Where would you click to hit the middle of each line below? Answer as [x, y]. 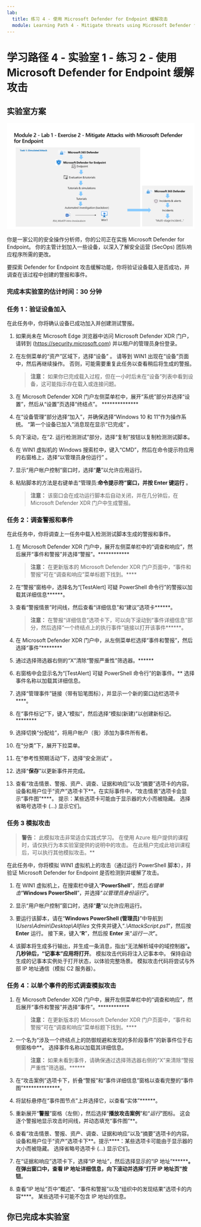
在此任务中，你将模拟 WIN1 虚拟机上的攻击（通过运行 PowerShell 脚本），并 [99, 865]
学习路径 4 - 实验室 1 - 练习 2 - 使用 [92, 57]
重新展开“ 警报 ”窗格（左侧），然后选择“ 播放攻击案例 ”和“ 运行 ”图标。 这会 [103, 1113]
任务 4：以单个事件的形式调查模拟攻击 [62, 985]
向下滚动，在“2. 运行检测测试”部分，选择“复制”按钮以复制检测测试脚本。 [104, 437]
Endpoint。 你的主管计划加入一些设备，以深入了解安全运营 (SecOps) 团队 [97, 247]
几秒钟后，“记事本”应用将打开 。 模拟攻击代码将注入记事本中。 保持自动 [103, 953]
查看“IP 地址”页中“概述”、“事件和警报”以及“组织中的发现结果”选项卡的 [101, 1189]
